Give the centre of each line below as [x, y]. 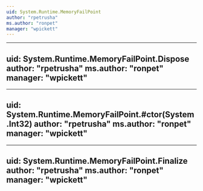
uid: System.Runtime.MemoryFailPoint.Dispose [98, 59]
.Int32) [19, 124]
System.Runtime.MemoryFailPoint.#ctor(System [100, 115]
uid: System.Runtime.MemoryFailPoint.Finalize [97, 161]
